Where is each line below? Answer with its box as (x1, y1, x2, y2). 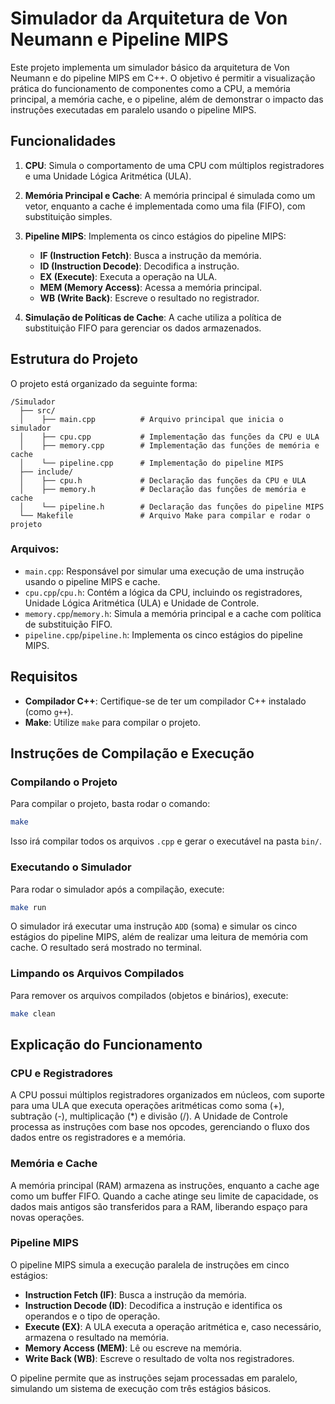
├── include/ (19, 467, 74, 477)
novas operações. (10, 1211, 85, 1223)
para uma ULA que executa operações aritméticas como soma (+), (10, 1100, 285, 1112)
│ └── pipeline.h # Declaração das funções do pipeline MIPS (19, 502, 325, 512)
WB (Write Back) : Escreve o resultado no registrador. (39, 292, 260, 304)
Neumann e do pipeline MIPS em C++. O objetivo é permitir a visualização (10, 72, 316, 84)
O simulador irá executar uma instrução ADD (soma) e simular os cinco (10, 920, 298, 932)
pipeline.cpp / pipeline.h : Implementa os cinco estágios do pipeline (24, 628, 303, 641)
